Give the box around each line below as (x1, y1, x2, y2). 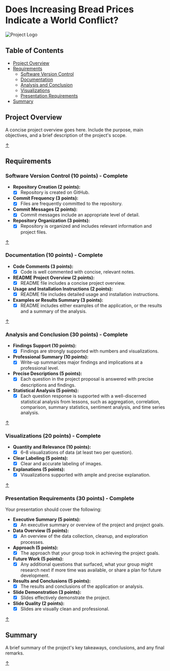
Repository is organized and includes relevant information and (20, 223, 152, 229)
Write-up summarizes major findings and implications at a (20, 359, 143, 365)
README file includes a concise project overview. (20, 280, 126, 286)
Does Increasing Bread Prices (5, 4, 134, 15)
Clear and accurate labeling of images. (20, 460, 103, 466)
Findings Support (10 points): (12, 343, 77, 349)
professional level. (20, 365, 60, 371)
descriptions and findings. (20, 382, 76, 388)
